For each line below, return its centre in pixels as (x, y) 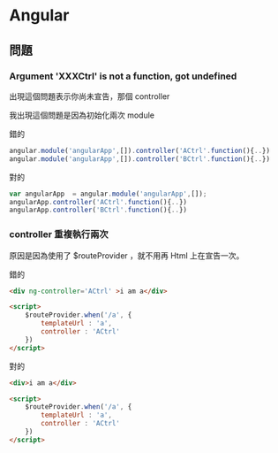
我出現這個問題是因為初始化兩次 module (82, 115)
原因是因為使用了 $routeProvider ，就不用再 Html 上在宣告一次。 (127, 255)
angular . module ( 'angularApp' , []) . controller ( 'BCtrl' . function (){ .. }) (140, 159)
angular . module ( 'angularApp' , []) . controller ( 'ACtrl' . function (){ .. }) (140, 150)
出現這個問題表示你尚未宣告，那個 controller (90, 96)
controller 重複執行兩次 (59, 234)
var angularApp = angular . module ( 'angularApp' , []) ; (108, 194)
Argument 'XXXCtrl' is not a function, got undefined (123, 76)
